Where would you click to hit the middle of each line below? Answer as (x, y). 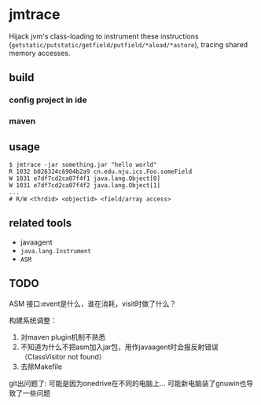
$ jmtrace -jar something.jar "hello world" (83, 164)
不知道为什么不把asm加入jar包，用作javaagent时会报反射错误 (119, 347)
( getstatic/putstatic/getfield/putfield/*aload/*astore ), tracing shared (129, 44)
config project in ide (48, 100)
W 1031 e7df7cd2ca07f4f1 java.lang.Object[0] (85, 179)
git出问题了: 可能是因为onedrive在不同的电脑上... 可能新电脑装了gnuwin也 (128, 383)
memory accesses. (40, 53)
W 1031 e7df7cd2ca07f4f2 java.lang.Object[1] (85, 185)
